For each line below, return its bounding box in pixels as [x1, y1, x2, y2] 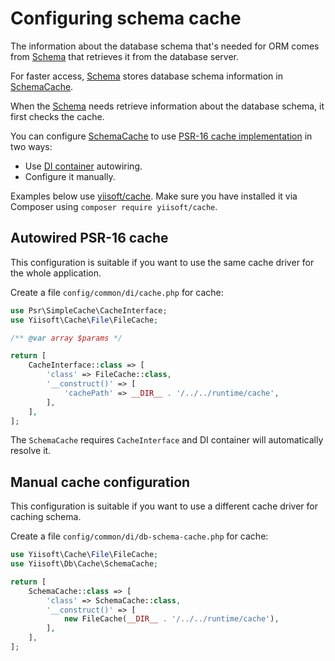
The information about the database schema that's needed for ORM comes [10, 40, 320, 52]
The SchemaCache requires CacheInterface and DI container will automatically [10, 434, 324, 446]
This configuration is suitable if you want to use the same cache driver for [10, 256, 315, 268]
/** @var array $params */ [10, 333, 123, 343]
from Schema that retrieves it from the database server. [10, 50, 240, 62]
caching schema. [10, 511, 82, 523]
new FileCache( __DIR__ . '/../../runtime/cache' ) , [63, 614, 280, 624]
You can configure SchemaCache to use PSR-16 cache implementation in [10, 130, 313, 142]
